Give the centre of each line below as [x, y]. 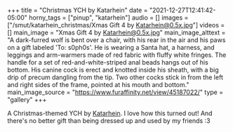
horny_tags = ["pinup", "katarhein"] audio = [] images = [109, 18]
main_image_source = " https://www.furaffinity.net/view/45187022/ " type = [115, 92]
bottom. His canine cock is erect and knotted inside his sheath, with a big [113, 70]
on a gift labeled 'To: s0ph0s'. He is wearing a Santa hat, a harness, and [111, 47]
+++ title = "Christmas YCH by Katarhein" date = [78, 10]
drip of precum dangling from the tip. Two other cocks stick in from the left [115, 77]
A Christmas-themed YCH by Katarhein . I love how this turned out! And [110, 113]
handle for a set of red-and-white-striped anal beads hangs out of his [108, 62]
